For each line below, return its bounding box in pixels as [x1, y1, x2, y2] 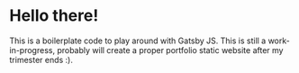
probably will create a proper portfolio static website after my [57, 44, 284, 55]
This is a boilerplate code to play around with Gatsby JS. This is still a [9, 35, 267, 46]
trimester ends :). [9, 54, 74, 65]
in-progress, [9, 44, 56, 55]
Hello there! [9, 5, 99, 26]
